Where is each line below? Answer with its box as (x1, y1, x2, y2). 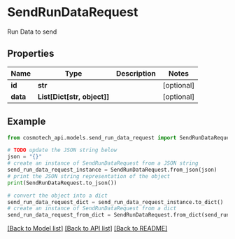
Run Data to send (7, 27, 57, 36)
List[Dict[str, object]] (37, 92, 110, 102)
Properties (7, 48, 55, 60)
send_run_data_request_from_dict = (7, 212, 111, 219)
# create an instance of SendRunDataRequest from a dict (7, 205, 177, 212)
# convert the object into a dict (7, 192, 108, 199)
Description (115, 68, 156, 78)
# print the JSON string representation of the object (7, 172, 171, 179)
